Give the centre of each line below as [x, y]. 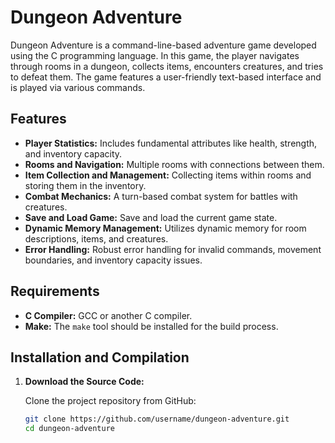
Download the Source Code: [84, 382]
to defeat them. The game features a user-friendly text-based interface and [166, 77]
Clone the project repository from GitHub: [110, 401]
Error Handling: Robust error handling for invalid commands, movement [173, 249]
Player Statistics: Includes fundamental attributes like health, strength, [171, 143]
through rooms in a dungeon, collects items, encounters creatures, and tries [167, 66]
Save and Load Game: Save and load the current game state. [151, 217]
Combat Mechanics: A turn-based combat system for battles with [161, 196]
